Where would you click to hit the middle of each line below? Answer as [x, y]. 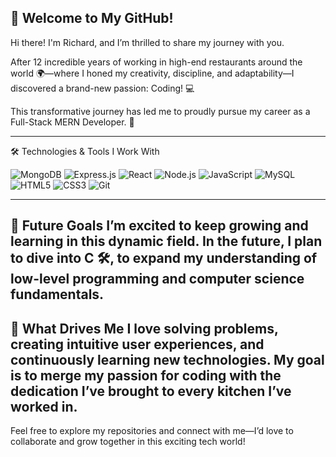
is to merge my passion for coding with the [146, 375]
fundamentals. [57, 294]
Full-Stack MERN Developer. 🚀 [72, 122]
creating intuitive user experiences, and [137, 344]
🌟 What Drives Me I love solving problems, [144, 328]
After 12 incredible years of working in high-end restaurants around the [156, 62]
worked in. [44, 406]
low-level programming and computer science [157, 279]
